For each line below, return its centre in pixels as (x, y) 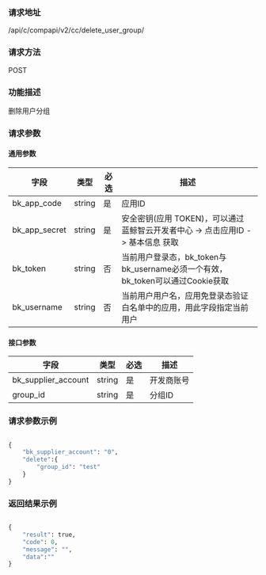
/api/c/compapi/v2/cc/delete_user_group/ (76, 30)
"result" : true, (49, 535)
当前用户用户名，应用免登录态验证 (185, 296)
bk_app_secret (39, 230)
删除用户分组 (29, 110)
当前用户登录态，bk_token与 (174, 257)
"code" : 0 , (40, 542)
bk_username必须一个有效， (175, 269)
